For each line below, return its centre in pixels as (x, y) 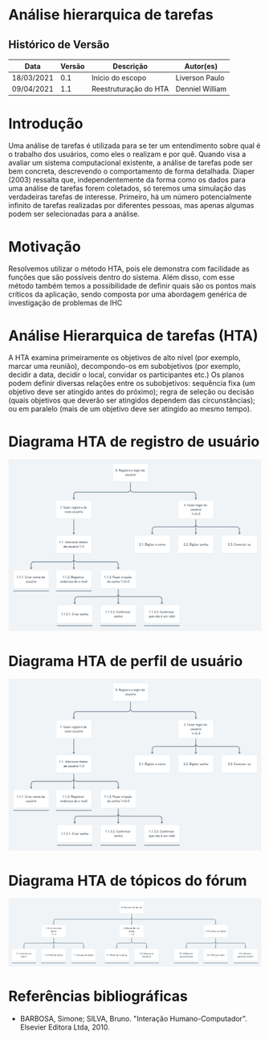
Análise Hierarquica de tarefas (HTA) (133, 336)
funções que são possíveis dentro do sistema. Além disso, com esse (122, 277)
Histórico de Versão (59, 45)
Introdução (46, 123)
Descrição (130, 66)
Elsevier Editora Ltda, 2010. (65, 1027)
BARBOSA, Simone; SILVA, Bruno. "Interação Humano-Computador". (133, 1019)
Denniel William (201, 89)
